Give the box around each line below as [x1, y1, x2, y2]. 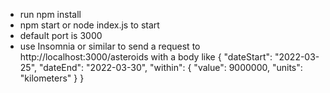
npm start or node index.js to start [19, 19, 160, 31]
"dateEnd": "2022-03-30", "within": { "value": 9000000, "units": [38, 62, 303, 73]
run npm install [19, 9, 82, 20]
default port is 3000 [19, 30, 103, 41]
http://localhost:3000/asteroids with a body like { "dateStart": [19, 51, 273, 63]
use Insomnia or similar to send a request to [19, 40, 201, 52]
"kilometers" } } [19, 72, 85, 84]
